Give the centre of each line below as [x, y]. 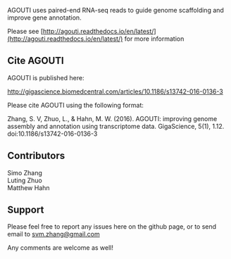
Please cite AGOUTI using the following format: [76, 105]
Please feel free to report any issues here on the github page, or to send [112, 227]
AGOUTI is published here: [46, 77]
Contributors [36, 156]
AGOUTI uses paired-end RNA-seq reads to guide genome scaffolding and [115, 10]
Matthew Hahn [29, 188]
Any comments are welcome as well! [61, 248]
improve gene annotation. [45, 18]
